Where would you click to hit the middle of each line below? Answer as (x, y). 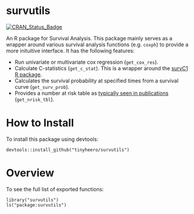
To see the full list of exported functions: (55, 189)
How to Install (40, 123)
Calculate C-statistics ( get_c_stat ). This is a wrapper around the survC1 (101, 68)
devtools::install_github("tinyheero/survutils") (68, 150)
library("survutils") (33, 200)
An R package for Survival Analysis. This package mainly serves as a (89, 38)
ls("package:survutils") (36, 205)
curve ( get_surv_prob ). (42, 87)
